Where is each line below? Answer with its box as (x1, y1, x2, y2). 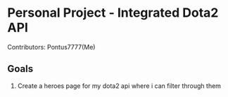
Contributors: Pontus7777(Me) (7, 43, 96, 51)
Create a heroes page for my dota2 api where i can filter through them (17, 82, 222, 90)
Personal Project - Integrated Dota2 (7, 5, 219, 21)
